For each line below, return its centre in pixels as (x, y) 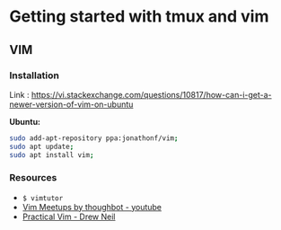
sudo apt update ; (42, 146)
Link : (19, 94)
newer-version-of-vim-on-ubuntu (71, 104)
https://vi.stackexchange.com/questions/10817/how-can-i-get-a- (151, 94)
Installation (35, 75)
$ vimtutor (43, 198)
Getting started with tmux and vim (139, 17)
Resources (33, 178)
